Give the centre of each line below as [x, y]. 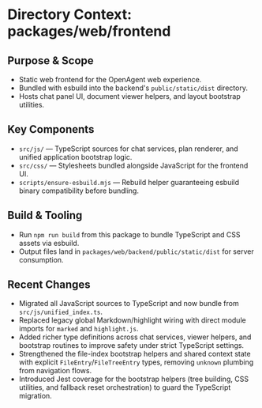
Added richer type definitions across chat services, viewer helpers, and [135, 337]
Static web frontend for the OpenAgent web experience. [110, 79]
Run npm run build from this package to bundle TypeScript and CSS [129, 234]
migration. [35, 396]
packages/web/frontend [89, 31]
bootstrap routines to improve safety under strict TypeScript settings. [131, 346]
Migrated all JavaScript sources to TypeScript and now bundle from [129, 304]
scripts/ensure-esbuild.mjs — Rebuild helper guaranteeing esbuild [129, 182]
